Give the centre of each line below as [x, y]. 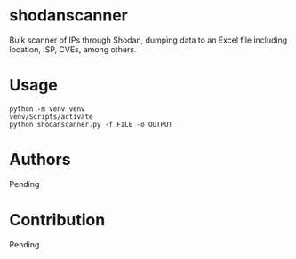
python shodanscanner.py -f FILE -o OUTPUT [91, 124]
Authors [40, 160]
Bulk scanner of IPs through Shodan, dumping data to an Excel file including [148, 40]
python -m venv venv [48, 109]
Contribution [57, 220]
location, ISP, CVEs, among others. [73, 49]
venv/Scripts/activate [51, 116]
